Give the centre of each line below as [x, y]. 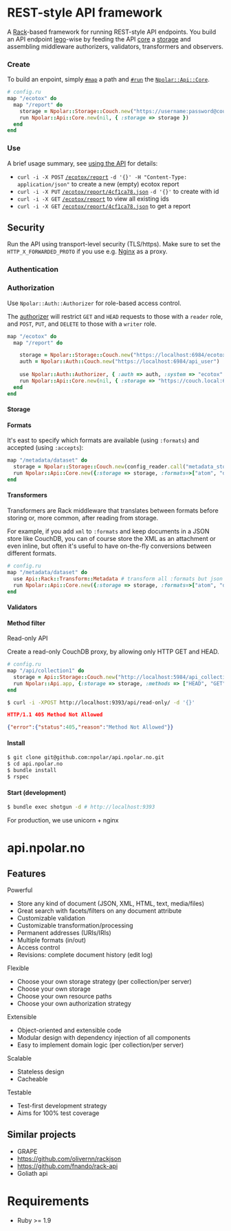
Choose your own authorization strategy [74, 1004]
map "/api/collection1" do [46, 671]
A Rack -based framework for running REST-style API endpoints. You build [112, 32]
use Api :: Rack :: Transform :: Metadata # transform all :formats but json [118, 579]
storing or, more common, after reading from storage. [83, 518]
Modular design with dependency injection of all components [104, 1038]
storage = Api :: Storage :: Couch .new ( [66, 677]
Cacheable [32, 1079]
